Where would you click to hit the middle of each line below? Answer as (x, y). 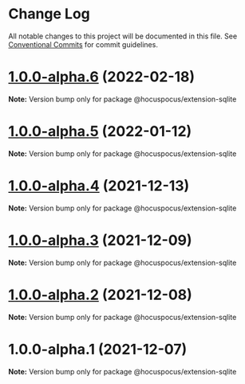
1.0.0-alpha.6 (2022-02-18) (102, 77)
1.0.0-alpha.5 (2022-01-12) (100, 132)
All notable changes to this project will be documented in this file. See (123, 36)
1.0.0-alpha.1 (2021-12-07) (98, 349)
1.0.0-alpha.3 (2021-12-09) (101, 240)
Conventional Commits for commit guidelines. (83, 44)
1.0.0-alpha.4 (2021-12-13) (99, 186)
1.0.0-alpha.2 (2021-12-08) (101, 295)
